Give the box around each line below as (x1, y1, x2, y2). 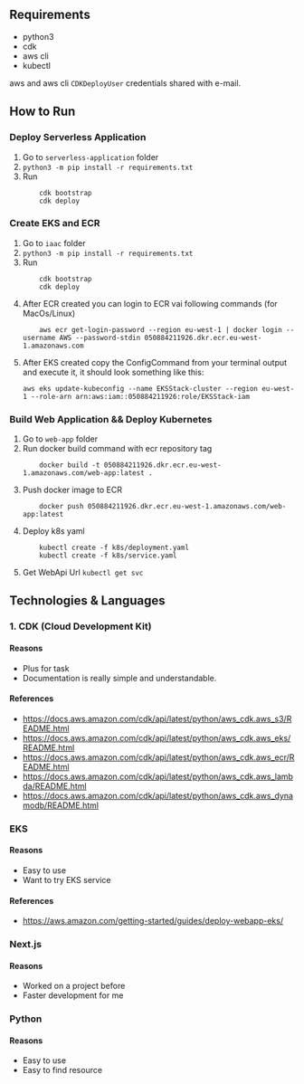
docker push (39, 502, 84, 511)
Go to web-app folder (22, 433, 98, 444)
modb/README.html (22, 800, 100, 811)
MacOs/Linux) (22, 308, 76, 319)
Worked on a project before (22, 981, 126, 992)
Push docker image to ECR (22, 484, 122, 496)
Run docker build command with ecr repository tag (22, 443, 213, 454)
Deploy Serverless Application (9, 131, 147, 144)
